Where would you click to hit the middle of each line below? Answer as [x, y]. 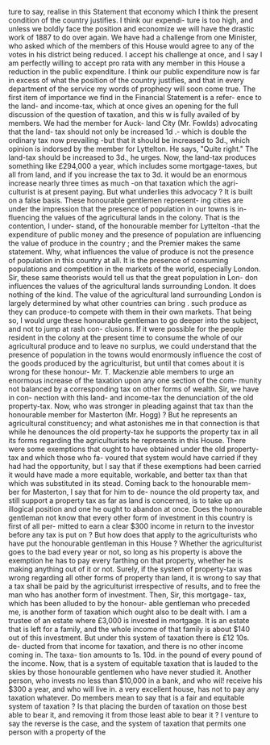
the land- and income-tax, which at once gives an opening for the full [123, 106]
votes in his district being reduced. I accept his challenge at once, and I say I [135, 54]
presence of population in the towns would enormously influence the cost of [135, 355]
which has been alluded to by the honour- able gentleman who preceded [129, 603]
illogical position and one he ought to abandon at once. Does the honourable [135, 509]
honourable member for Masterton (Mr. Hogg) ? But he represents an [123, 414]
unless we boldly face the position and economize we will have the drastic [132, 29]
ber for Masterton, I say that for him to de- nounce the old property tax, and [134, 492]
